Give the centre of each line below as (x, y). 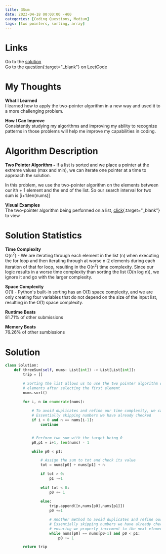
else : (46, 502)
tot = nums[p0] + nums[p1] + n (73, 465)
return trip (35, 547)
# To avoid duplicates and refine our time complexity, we (93, 411)
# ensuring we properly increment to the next (98, 529)
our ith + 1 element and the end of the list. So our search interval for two (78, 190)
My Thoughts (33, 87)
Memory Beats (21, 327)
